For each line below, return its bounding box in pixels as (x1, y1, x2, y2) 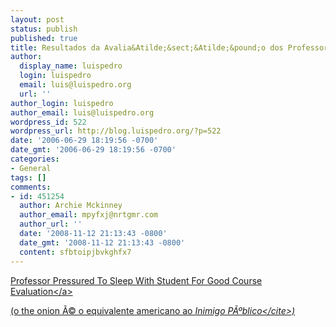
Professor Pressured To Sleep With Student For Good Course (10, 274, 263, 286)
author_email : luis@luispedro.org (10, 107, 155, 118)
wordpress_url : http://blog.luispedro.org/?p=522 (10, 126, 222, 136)
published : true (10, 33, 78, 43)
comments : (10, 182, 52, 192)
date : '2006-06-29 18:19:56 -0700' (10, 136, 159, 146)
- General (10, 163, 52, 173)
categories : (10, 154, 60, 164)
